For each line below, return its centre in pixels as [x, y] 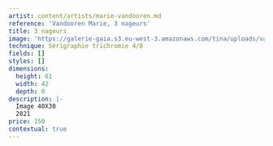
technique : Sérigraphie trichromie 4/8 [76, 46]
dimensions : [28, 69]
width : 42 [32, 84]
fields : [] [27, 54]
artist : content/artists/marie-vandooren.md [85, 16]
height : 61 [34, 76]
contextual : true [38, 129]
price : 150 [27, 122]
